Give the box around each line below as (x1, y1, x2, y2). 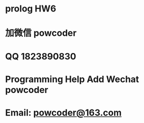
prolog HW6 (5, 3, 56, 14)
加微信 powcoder (5, 27, 76, 39)
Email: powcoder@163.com (5, 107, 121, 118)
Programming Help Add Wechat (5, 73, 139, 85)
